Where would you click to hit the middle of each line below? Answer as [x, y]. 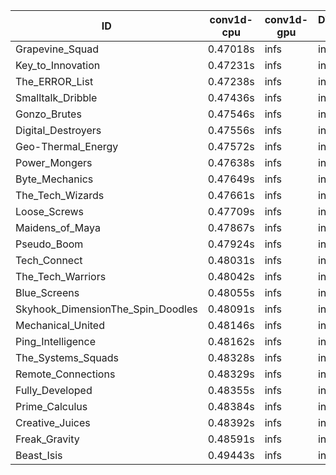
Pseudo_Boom [49, 244]
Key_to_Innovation [58, 65]
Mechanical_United [60, 325]
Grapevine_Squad [57, 49]
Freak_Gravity [47, 439]
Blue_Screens [47, 292]
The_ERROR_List [54, 81]
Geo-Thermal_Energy [67, 146]
